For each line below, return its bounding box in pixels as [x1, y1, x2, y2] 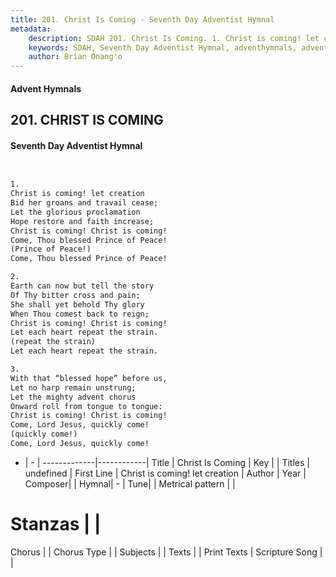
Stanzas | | [10, 513, 102, 536]
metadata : [10, 24, 52, 34]
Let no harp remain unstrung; [10, 382, 137, 393]
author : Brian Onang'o [28, 52, 123, 62]
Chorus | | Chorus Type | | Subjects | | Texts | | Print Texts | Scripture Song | [10, 546, 323, 558]
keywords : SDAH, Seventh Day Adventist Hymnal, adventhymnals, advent [28, 42, 329, 53]
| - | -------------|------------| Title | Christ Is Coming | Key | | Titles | [24, 456, 310, 468]
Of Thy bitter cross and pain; [10, 290, 141, 300]
